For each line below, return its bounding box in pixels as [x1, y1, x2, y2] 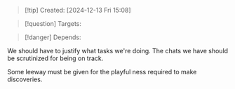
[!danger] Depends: [24, 33, 81, 41]
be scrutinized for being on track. [7, 54, 104, 62]
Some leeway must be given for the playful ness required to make [7, 68, 197, 76]
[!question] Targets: [24, 20, 82, 27]
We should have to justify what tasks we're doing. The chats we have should [7, 47, 229, 55]
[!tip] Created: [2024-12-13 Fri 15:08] [24, 6, 131, 14]
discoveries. [7, 75, 43, 83]
